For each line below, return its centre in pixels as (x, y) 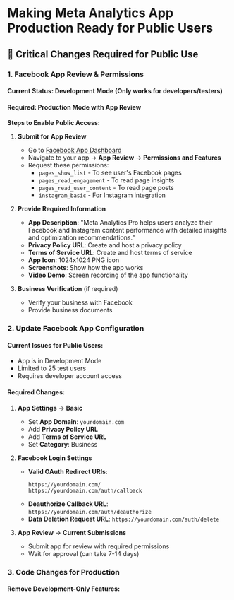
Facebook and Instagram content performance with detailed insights (127, 230)
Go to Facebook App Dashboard (75, 151)
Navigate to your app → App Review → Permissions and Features (124, 158)
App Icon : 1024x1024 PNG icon (74, 260)
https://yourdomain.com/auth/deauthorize (90, 512)
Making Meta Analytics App (91, 13)
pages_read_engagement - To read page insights (106, 180)
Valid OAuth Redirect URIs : (68, 471)
